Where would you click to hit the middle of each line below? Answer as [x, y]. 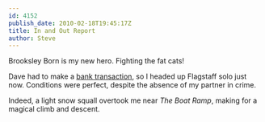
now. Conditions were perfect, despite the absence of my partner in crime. [132, 85]
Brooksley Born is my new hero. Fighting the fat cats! [96, 61]
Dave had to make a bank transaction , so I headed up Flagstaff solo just [128, 76]
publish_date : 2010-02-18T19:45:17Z [70, 23]
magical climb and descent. [54, 109]
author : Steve [32, 38]
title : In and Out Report [52, 31]
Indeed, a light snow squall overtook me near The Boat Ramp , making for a [133, 100]
